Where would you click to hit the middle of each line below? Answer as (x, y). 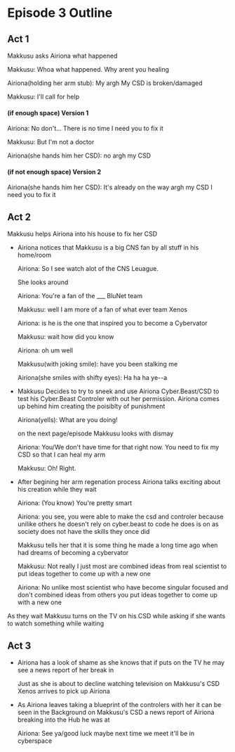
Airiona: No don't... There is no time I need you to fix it (85, 129)
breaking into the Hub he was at (63, 720)
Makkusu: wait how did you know (66, 337)
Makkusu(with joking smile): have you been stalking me (98, 364)
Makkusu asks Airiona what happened (62, 56)
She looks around (43, 282)
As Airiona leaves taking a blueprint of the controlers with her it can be (119, 705)
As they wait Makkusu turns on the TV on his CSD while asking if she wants (116, 616)
